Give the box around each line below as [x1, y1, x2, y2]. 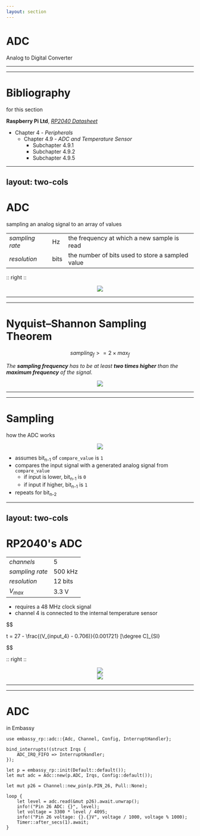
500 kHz [53, 567, 79, 576]
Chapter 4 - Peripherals [14, 129, 73, 136]
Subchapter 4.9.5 [32, 154, 76, 161]
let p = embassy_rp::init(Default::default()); [6, 768, 127, 773]
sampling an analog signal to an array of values [6, 220, 122, 227]
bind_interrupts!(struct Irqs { [6, 747, 86, 753]
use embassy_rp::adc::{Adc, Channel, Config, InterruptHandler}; [6, 736, 171, 742]
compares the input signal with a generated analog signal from [14, 462, 168, 469]
